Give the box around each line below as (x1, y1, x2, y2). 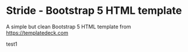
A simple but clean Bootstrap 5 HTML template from (6, 23, 131, 30)
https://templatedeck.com (6, 29, 68, 36)
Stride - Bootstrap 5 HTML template (6, 4, 182, 17)
